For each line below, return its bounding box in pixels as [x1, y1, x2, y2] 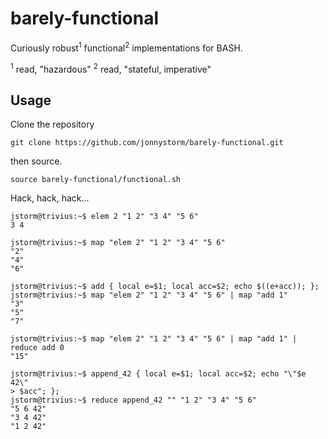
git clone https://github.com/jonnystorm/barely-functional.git [10, 138, 284, 148]
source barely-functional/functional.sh [10, 175, 182, 185]
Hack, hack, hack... [10, 192, 90, 204]
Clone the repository [10, 118, 95, 131]
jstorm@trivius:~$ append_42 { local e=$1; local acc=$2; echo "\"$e [10, 369, 307, 379]
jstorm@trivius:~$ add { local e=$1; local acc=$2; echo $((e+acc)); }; [10, 282, 320, 292]
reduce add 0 [10, 343, 65, 353]
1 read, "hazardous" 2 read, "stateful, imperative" [10, 61, 212, 75]
